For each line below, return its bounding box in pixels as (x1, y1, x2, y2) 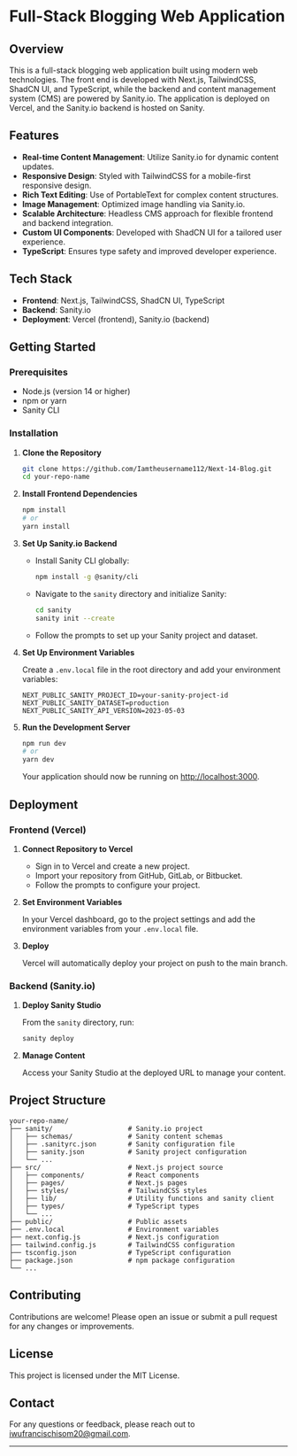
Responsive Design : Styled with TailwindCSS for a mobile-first (21, 170, 251, 181)
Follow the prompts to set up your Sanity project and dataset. (34, 630, 258, 640)
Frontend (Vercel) (9, 824, 87, 836)
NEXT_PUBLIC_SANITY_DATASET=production (21, 698, 170, 708)
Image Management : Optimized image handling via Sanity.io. (21, 198, 246, 209)
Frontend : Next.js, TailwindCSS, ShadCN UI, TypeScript (21, 295, 225, 306)
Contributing (9, 1288, 81, 1303)
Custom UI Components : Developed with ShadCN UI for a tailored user (21, 227, 283, 237)
